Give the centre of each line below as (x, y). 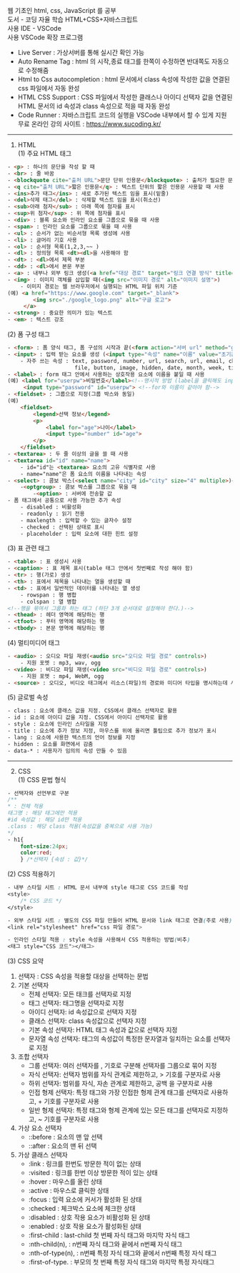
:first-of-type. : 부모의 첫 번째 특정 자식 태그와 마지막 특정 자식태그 (121, 1262)
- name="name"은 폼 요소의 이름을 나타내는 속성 (83, 474)
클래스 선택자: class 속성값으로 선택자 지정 (87, 1021)
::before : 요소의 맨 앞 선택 (65, 1137)
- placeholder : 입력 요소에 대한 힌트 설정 (79, 534)
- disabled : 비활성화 (51, 507)
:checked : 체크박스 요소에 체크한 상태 (82, 1209)
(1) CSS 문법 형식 (42, 779)
